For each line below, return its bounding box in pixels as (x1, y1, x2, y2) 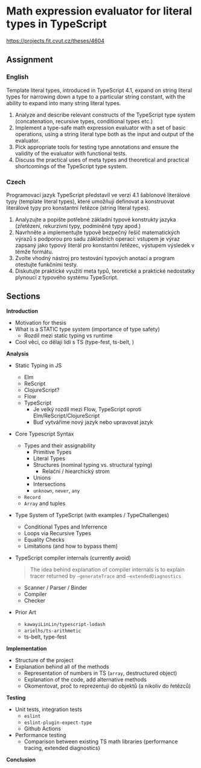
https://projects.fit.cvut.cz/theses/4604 (6, 37, 104, 44)
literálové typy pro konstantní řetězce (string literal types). (6, 204, 150, 211)
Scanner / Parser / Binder (24, 584, 88, 591)
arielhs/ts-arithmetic (24, 628, 81, 634)
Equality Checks (24, 536, 65, 543)
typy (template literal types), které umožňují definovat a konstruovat (6, 198, 175, 205)
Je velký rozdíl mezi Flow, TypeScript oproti (33, 405, 142, 412)
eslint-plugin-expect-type (24, 720, 92, 726)
